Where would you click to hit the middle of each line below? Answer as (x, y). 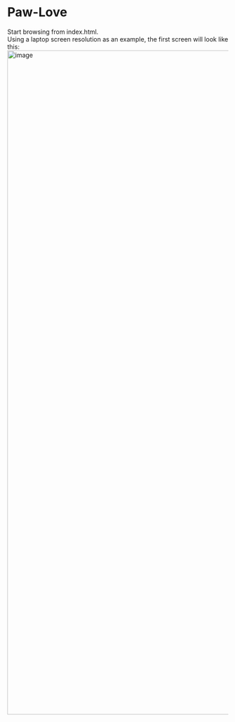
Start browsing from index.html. (53, 32)
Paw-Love (38, 12)
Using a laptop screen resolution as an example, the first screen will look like (118, 39)
